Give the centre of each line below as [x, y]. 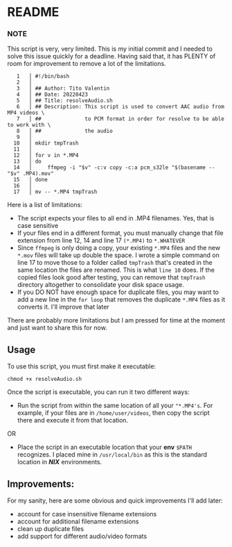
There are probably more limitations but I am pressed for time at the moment [116, 320]
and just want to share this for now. [57, 328]
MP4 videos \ [26, 113]
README [33, 12]
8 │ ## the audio [64, 131]
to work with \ [29, 125]
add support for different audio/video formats [82, 537]
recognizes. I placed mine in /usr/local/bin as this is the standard [112, 455]
